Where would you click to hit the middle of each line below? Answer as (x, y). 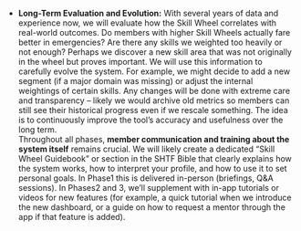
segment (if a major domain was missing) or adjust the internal (135, 81)
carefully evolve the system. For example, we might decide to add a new (154, 71)
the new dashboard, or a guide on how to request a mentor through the (151, 207)
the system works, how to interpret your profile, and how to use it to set (152, 168)
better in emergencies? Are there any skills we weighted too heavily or (150, 42)
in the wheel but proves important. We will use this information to (140, 62)
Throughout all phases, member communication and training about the (154, 139)
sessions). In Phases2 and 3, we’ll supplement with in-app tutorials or (149, 188)
